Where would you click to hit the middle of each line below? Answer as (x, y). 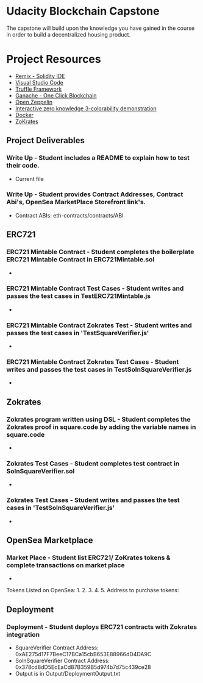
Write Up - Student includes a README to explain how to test (98, 158)
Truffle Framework (38, 89)
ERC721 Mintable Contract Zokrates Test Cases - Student (93, 362)
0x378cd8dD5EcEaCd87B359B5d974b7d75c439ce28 (83, 667)
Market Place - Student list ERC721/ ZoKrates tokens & (88, 557)
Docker (24, 115)
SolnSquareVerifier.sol (41, 472)
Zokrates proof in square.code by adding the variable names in (101, 426)
